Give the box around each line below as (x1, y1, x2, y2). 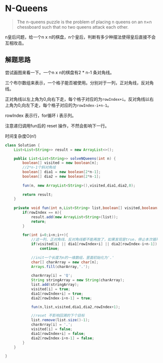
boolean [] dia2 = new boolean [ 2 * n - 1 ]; (22, 174, 101, 179)
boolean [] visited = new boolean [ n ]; (22, 160, 98, 165)
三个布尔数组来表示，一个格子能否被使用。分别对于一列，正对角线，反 (5, 79, 146, 85)
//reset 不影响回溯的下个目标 (31, 313, 85, 318)
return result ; (22, 192, 53, 197)
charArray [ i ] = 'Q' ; (31, 273, 73, 278)
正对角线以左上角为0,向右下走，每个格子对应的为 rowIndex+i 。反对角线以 (5, 96, 150, 102)
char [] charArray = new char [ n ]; (31, 260, 98, 265)
